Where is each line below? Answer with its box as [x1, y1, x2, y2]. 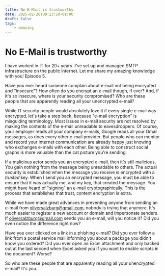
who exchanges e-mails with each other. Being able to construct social [5, 144, 148, 150]
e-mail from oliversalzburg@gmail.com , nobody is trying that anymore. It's [5, 205, 156, 211]
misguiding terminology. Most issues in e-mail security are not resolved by [5, 118, 156, 124]
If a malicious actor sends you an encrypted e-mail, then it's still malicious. [5, 159, 156, 165]
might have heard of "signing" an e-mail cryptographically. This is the [5, 185, 146, 191]
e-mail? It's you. [5, 266, 38, 272]
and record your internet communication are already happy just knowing [5, 139, 151, 145]
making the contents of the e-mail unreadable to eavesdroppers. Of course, [5, 124, 158, 129]
